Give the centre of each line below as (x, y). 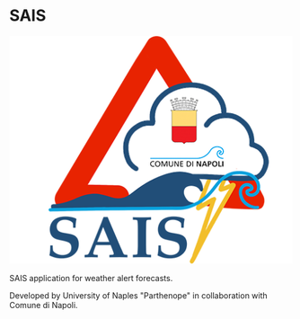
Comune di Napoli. (44, 305)
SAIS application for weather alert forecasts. (91, 278)
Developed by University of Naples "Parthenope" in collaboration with (138, 295)
